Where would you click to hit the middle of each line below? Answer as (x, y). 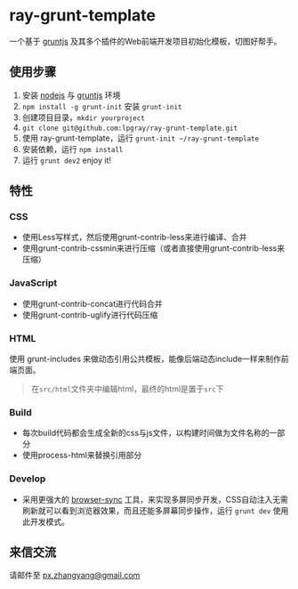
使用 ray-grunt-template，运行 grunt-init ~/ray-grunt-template (141, 138)
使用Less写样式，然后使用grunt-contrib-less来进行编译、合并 (134, 238)
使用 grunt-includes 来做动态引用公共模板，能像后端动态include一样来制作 (145, 359)
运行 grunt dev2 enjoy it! (67, 160)
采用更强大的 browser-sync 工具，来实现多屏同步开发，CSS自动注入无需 (155, 499)
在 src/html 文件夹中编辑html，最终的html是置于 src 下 (127, 389)
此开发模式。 (45, 521)
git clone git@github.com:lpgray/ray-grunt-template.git (130, 128)
